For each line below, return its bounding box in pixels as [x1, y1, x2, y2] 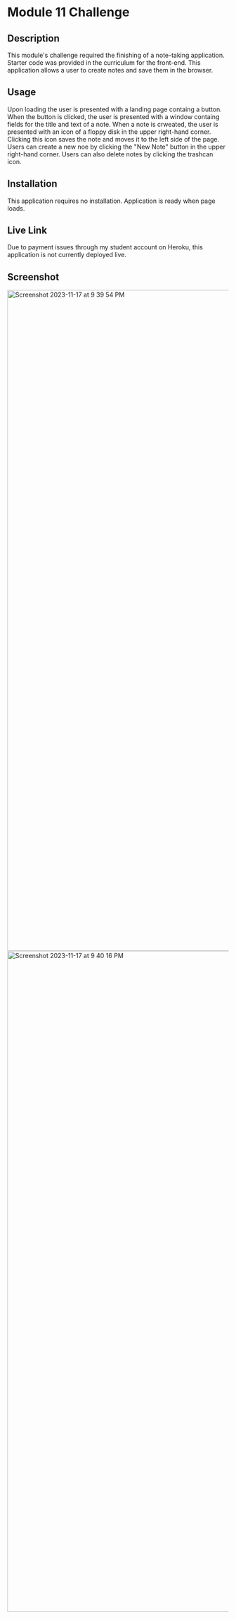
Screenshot [7, 271, 60, 283]
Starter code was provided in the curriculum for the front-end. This [7, 58, 202, 67]
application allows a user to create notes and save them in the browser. [7, 66, 214, 74]
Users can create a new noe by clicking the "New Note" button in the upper [7, 142, 226, 151]
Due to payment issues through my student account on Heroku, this [7, 243, 204, 252]
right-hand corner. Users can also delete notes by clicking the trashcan [7, 149, 214, 159]
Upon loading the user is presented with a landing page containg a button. [7, 105, 223, 113]
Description [7, 32, 60, 44]
